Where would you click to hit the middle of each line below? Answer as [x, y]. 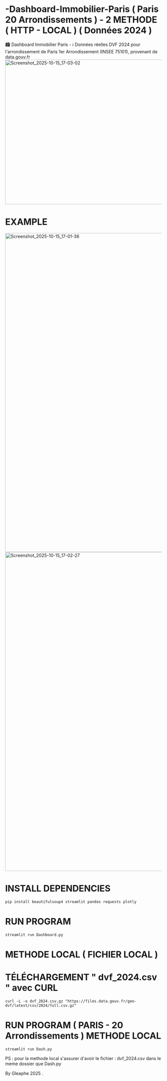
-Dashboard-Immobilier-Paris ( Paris [82, 9]
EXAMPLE [26, 222]
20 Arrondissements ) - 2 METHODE [81, 20]
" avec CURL [32, 988]
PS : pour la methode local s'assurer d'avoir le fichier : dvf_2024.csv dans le [83, 1058]
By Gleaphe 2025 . [24, 1073]
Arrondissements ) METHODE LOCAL [83, 1036]
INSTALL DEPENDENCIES [58, 889]
